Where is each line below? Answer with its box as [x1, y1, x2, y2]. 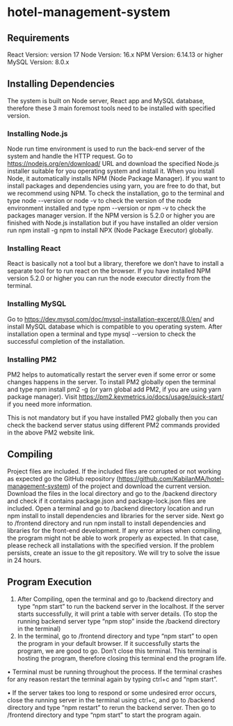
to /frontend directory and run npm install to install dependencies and [7, 519, 207, 527]
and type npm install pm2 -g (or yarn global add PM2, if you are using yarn [7, 385, 221, 393]
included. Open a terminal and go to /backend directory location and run [7, 504, 214, 513]
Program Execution [7, 576, 93, 588]
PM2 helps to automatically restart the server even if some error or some [7, 370, 216, 379]
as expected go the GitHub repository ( [7, 474, 120, 483]
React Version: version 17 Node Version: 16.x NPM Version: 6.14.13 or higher [7, 50, 224, 59]
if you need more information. [7, 400, 93, 408]
